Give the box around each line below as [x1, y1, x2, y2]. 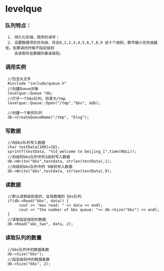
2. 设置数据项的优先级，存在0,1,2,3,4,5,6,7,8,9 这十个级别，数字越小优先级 [7, 40, 154, 46]
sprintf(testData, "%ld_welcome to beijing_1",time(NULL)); [7, 149, 137, 154]
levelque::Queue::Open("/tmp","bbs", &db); [7, 100, 101, 105]
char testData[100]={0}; [7, 145, 60, 150]
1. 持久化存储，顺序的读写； [7, 35, 60, 40]
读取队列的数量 [5, 234, 42, 241]
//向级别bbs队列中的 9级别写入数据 [7, 164, 72, 170]
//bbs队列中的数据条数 [7, 247, 50, 252]
